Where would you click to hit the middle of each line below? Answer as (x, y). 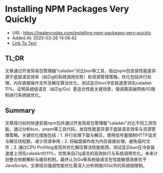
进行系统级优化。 (26, 95)
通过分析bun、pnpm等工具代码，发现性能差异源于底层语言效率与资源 (82, 129)
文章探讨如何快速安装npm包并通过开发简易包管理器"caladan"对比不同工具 (79, 123)
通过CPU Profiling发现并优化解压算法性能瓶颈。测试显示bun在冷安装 (87, 147)
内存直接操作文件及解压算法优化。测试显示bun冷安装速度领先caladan (82, 83)
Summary (20, 111)
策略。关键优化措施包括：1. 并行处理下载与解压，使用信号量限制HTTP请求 (83, 135)
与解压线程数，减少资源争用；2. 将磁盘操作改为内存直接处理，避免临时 (76, 141)
